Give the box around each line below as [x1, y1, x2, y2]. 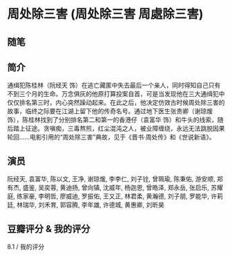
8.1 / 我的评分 [7, 242, 45, 251]
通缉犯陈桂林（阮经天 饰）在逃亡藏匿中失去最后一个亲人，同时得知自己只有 [7, 81, 221, 90]
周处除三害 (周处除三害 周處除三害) [7, 6, 204, 22]
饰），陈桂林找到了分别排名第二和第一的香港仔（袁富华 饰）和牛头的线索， [7, 115, 217, 124]
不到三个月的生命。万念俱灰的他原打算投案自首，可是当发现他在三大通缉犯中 [7, 90, 225, 98]
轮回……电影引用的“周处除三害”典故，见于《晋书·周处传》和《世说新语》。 [7, 133, 215, 142]
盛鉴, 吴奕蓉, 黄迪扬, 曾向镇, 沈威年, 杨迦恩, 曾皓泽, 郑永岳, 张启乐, [22, 184, 209, 192]
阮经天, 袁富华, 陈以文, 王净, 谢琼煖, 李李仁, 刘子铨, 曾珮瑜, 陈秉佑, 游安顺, [7, 175, 215, 183]
